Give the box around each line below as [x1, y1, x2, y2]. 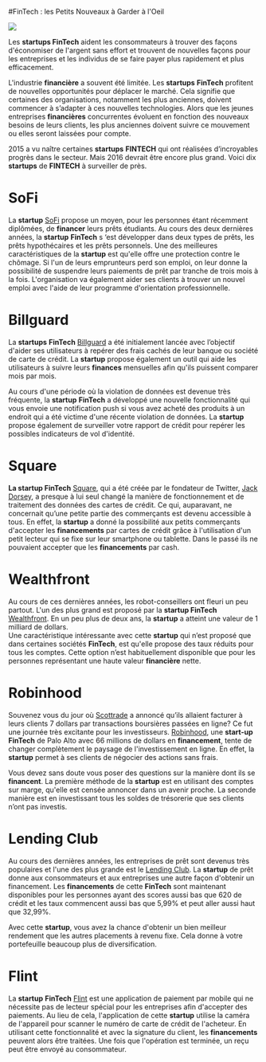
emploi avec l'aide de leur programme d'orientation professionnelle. [8, 283, 231, 292]
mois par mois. [8, 370, 57, 381]
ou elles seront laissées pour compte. [8, 129, 131, 138]
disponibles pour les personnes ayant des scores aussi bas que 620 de [8, 890, 242, 899]
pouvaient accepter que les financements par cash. [8, 542, 180, 552]
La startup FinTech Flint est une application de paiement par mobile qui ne [8, 993, 254, 1003]
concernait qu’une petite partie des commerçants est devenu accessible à [8, 508, 252, 518]
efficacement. [8, 63, 54, 72]
